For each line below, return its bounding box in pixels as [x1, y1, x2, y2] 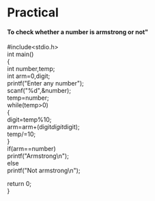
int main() [7, 50, 34, 59]
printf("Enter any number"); [7, 79, 84, 88]
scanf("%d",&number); [7, 87, 72, 95]
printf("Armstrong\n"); [7, 152, 70, 160]
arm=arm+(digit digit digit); [7, 123, 80, 131]
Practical [7, 5, 59, 21]
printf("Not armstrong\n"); [7, 166, 81, 175]
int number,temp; [7, 65, 55, 73]
